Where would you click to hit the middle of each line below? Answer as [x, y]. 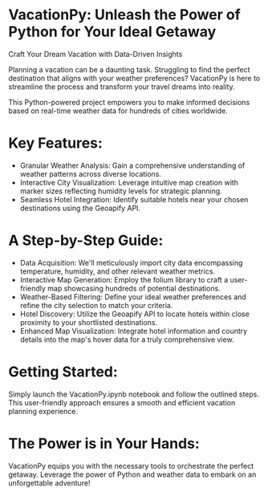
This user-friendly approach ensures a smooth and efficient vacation [122, 402]
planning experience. [43, 411]
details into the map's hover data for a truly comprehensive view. [127, 339]
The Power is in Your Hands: [104, 443]
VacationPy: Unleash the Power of [124, 15]
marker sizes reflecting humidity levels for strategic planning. [121, 191]
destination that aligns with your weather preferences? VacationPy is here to [134, 78]
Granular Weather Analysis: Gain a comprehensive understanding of [132, 165]
